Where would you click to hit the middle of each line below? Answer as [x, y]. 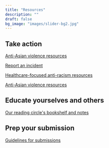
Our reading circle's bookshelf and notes [47, 112]
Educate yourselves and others [55, 100]
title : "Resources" [25, 10]
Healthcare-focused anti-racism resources [49, 75]
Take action [24, 44]
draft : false [19, 19]
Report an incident [24, 66]
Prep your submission [40, 128]
